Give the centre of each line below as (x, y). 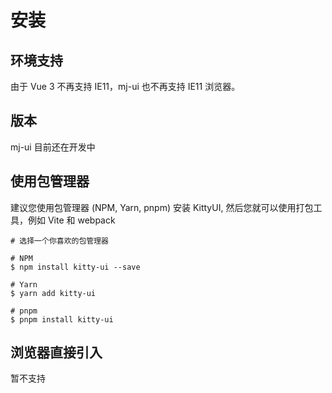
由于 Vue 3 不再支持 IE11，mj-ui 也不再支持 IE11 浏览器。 (125, 86)
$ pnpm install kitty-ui (62, 319)
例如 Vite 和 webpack (71, 220)
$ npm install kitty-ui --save (75, 267)
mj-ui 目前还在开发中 (53, 147)
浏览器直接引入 (56, 352)
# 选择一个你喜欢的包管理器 (60, 241)
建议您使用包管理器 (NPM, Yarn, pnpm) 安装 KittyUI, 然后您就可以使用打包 (162, 207)
